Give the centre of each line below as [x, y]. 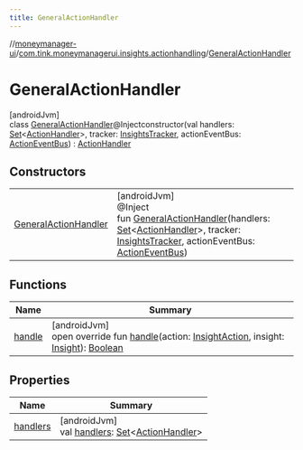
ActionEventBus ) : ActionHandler [70, 143]
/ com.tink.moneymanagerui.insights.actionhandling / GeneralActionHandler [153, 53]
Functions [38, 284]
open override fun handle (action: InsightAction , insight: [168, 337]
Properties [40, 380]
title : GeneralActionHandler [64, 18]
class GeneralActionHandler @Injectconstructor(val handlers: [122, 124]
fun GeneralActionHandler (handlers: [193, 219]
